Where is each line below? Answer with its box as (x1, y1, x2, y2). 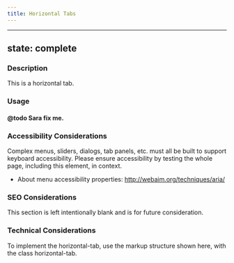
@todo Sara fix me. (7, 113, 64, 122)
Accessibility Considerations (7, 131, 107, 141)
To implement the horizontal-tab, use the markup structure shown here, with (7, 241, 226, 250)
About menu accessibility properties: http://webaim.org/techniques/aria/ (17, 175, 225, 184)
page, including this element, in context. (7, 161, 122, 170)
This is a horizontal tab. (7, 79, 75, 88)
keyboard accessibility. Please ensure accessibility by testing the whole (7, 154, 213, 163)
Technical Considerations (7, 225, 96, 235)
